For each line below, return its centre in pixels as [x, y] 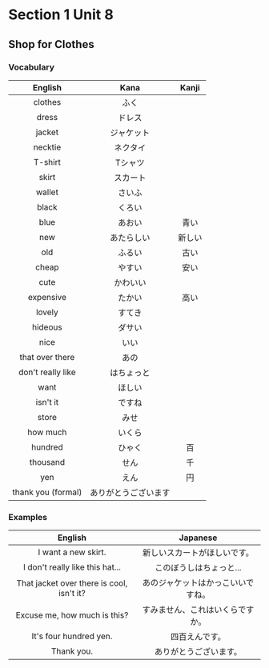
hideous [47, 327]
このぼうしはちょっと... [198, 568]
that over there [47, 357]
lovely [47, 312]
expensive [47, 297]
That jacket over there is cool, [72, 583]
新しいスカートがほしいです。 [199, 553]
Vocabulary [31, 67]
